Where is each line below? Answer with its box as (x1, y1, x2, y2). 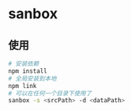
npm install (8, 67, 47, 75)
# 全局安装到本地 (8, 75, 57, 82)
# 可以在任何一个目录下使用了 (8, 89, 92, 98)
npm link (8, 82, 37, 90)
